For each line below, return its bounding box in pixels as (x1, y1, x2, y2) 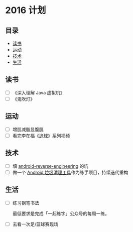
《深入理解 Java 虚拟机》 (12, 89, 65, 95)
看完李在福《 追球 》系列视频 (12, 133, 70, 139)
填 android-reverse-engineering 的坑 (12, 163, 89, 169)
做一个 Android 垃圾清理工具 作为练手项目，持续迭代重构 (12, 169, 128, 175)
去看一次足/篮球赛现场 (12, 221, 59, 227)
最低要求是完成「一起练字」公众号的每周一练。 (12, 210, 109, 216)
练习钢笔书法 (12, 199, 39, 206)
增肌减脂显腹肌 (12, 126, 44, 132)
